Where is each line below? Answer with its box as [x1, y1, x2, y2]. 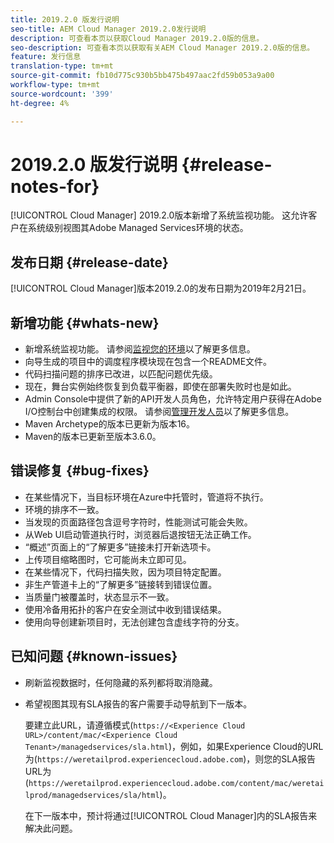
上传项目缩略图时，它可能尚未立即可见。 [24, 553, 192, 565]
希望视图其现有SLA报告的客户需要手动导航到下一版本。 [24, 697, 253, 710]
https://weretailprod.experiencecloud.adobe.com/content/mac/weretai [28, 778, 325, 788]
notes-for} [10, 175, 100, 198]
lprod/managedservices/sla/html [24, 790, 160, 800]
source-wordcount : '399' [10, 89, 114, 99]
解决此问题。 [24, 822, 78, 834]
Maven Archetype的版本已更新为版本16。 [24, 418, 196, 430]
